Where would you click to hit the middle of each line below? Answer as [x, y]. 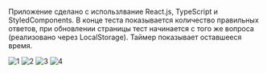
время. [21, 46]
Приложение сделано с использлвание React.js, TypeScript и [113, 12]
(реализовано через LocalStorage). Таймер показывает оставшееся [125, 37]
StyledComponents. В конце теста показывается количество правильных [133, 20]
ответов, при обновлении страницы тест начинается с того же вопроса [131, 28]
